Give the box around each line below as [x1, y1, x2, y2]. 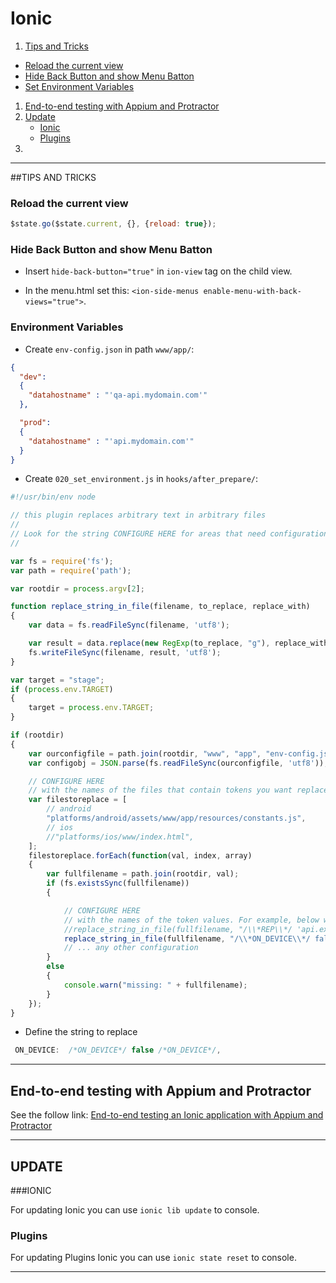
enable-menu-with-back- [203, 287, 302, 297]
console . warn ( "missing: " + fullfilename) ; [63, 980, 248, 990]
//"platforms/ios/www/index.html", [46, 832, 195, 842]
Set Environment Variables [24, 80, 135, 92]
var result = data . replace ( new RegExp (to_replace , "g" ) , [28, 638, 271, 649]
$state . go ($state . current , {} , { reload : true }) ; [10, 219, 217, 229]
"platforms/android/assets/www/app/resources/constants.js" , [46, 813, 307, 824]
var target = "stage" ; [10, 675, 105, 685]
